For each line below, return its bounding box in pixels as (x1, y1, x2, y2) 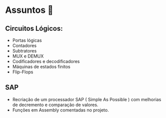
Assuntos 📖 (5, 4, 54, 16)
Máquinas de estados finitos (12, 64, 71, 69)
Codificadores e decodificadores (12, 59, 80, 64)
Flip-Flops (12, 69, 33, 75)
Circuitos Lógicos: (5, 24, 63, 33)
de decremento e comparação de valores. (12, 102, 98, 108)
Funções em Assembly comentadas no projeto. (12, 107, 109, 113)
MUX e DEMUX (12, 53, 44, 59)
